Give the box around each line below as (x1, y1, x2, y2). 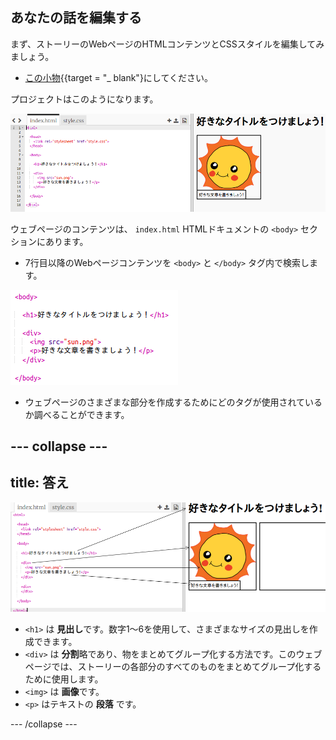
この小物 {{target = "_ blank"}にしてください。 (24, 71, 214, 83)
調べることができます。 (33, 408, 130, 420)
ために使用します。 (24, 673, 104, 685)
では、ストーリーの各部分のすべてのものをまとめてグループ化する (51, 660, 322, 672)
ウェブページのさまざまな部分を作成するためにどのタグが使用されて (24, 396, 306, 408)
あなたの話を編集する (10, 9, 142, 27)
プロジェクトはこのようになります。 (10, 93, 159, 105)
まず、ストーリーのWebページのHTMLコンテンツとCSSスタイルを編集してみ (10, 38, 325, 50)
